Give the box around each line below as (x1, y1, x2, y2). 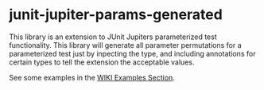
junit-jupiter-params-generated (9, 6, 223, 24)
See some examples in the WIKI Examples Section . (9, 72, 176, 82)
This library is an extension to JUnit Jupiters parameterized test (9, 32, 217, 41)
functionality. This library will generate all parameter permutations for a (9, 40, 242, 49)
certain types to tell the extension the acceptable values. (9, 57, 195, 67)
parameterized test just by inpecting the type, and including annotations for (9, 49, 256, 58)
